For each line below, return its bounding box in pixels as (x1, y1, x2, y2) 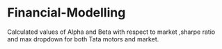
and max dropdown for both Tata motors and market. (7, 35, 159, 43)
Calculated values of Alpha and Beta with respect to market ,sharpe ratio (7, 28, 216, 36)
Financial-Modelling (7, 5, 126, 21)
